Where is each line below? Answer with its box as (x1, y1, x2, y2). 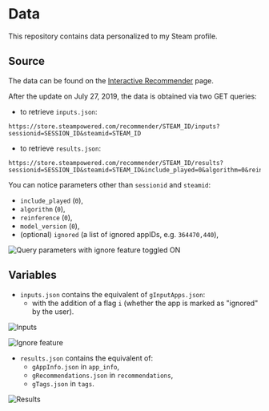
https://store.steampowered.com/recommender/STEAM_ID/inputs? (8, 122, 220, 131)
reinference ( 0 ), (19, 212, 73, 222)
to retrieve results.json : (19, 143, 102, 153)
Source (8, 54, 46, 68)
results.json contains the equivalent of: (19, 353, 154, 363)
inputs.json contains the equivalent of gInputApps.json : (19, 289, 206, 299)
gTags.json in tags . (31, 378, 94, 389)
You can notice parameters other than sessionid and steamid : (8, 179, 211, 189)
